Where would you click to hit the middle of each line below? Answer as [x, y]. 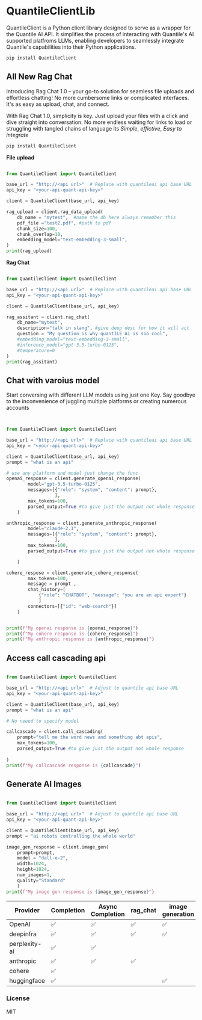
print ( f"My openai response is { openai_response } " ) [72, 628]
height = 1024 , [33, 870]
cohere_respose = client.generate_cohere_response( [72, 573]
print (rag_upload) [29, 251]
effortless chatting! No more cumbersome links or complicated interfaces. [98, 97]
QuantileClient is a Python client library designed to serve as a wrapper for [99, 28]
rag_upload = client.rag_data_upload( [55, 212]
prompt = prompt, [36, 853]
